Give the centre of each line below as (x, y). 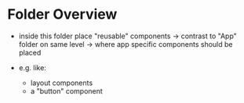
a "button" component (66, 91)
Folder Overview (62, 14)
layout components (62, 83)
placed (30, 52)
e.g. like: (32, 67)
